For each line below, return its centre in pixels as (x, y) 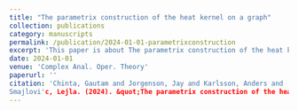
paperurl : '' (33, 75)
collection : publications (57, 26)
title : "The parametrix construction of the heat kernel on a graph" (141, 17)
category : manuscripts (51, 34)
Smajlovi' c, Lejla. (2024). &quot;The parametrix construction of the (142, 91)
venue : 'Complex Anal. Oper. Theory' (79, 67)
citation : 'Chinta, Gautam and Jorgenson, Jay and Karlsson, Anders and (146, 83)
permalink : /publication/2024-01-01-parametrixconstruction (123, 42)
